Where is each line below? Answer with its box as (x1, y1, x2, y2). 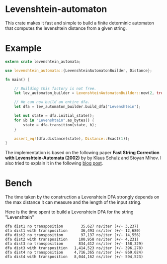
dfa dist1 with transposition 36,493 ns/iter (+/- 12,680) (5, 228, 141, 233)
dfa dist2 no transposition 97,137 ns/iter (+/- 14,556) (5, 233, 141, 238)
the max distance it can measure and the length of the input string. (5, 199, 142, 205)
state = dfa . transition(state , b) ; (23, 122, 97, 127)
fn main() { (5, 77, 30, 82)
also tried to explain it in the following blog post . (5, 160, 103, 166)
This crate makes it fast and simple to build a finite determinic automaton (5, 20, 154, 26)
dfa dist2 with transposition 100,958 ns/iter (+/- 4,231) (5, 237, 139, 242)
